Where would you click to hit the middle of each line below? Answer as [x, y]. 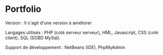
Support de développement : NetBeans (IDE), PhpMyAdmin [65, 47]
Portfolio [23, 9]
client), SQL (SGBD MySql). [33, 38]
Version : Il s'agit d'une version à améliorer [49, 23]
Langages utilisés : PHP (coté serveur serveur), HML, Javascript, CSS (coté [82, 32]
